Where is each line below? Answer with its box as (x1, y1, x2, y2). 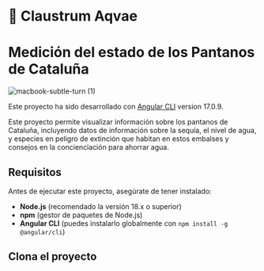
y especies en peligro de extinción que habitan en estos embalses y (8, 134, 229, 143)
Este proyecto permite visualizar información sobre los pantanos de (8, 117, 228, 127)
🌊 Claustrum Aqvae (8, 7, 138, 25)
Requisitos (8, 166, 62, 179)
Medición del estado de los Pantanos (8, 44, 255, 62)
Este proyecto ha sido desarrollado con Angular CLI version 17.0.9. (8, 102, 224, 112)
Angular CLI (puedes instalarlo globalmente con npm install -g (19, 218, 228, 228)
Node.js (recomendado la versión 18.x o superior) (19, 201, 182, 211)
